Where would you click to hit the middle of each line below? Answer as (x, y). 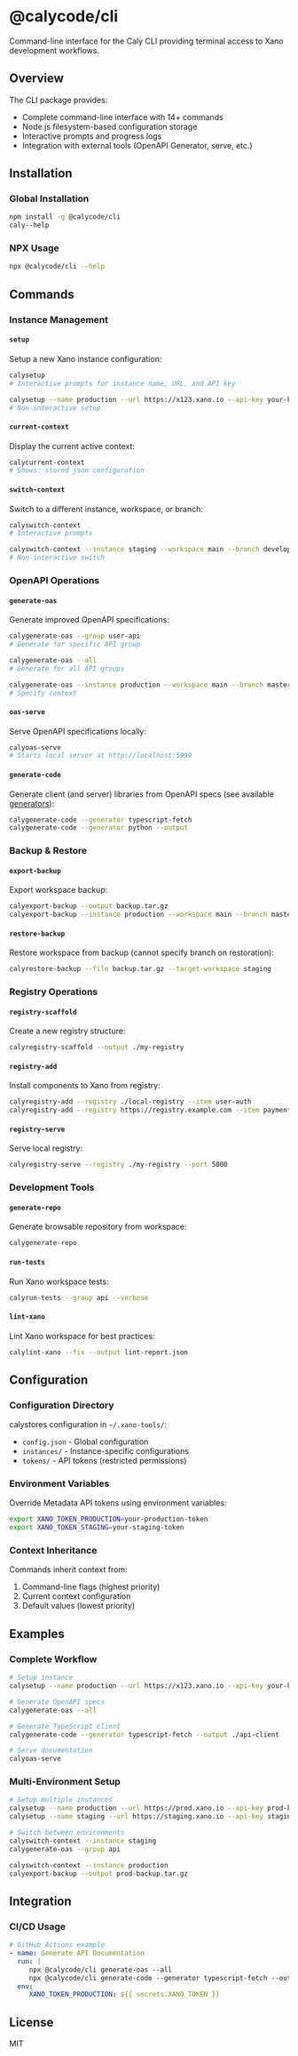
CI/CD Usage (38, 1926)
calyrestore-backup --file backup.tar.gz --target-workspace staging (141, 969)
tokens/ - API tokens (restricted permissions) (104, 1461)
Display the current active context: (72, 446)
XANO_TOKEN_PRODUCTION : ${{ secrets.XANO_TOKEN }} (124, 1995)
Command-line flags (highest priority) (91, 1587)
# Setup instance (41, 1678)
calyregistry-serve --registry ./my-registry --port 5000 (118, 1165)
